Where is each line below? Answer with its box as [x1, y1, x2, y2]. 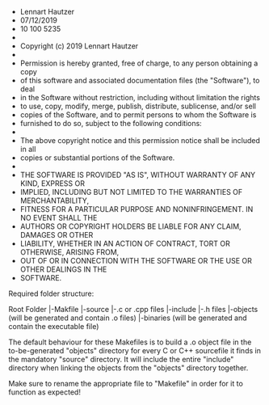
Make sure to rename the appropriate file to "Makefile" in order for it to [8, 379, 244, 388]
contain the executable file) [8, 322, 99, 331]
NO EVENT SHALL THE [19, 213, 98, 222]
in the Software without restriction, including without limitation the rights [19, 93, 261, 102]
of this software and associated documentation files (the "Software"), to [19, 76, 260, 85]
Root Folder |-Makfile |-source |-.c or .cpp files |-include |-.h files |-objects [8, 305, 258, 314]
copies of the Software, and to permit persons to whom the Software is [19, 110, 257, 120]
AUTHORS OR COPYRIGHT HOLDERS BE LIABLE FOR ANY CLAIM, [19, 221, 242, 231]
